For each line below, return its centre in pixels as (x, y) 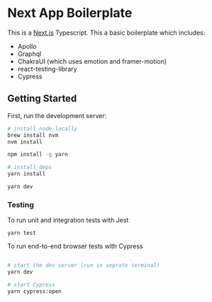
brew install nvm (33, 135)
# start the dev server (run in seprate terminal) (84, 266)
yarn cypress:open (34, 291)
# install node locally (43, 129)
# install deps (30, 168)
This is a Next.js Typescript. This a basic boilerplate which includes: (106, 33)
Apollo (27, 46)
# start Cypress (31, 284)
